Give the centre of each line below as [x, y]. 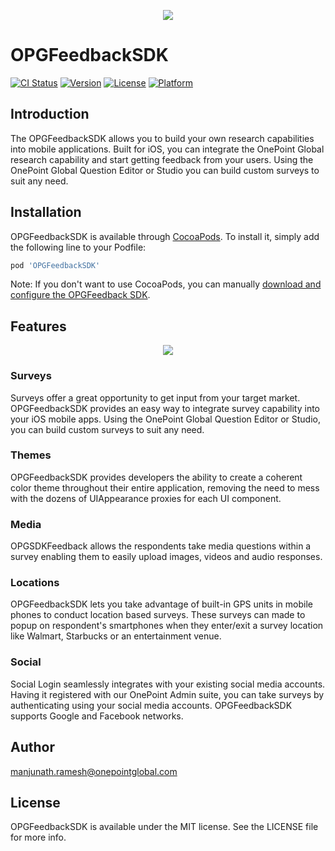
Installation [46, 212]
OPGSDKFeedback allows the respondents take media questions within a [161, 546]
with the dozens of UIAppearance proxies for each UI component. [146, 498]
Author [32, 747]
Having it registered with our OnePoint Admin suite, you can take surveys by [167, 694]
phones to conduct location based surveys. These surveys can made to [158, 615]
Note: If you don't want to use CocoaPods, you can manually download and [166, 284]
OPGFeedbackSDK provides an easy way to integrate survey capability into [165, 408]
